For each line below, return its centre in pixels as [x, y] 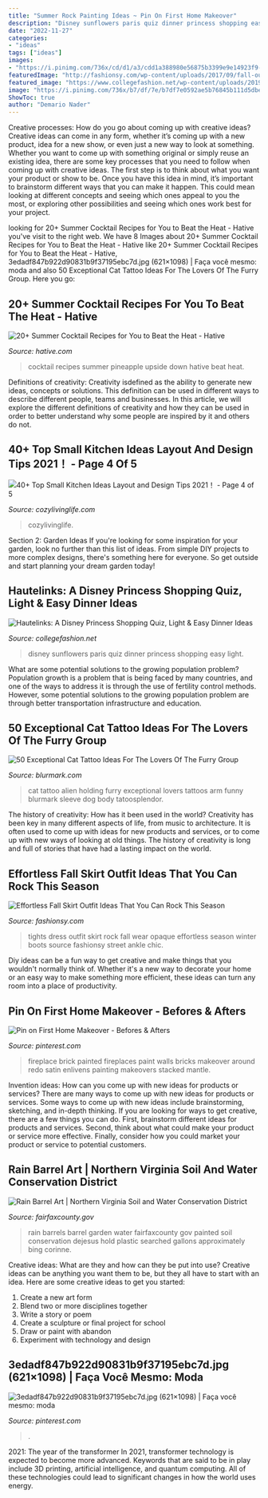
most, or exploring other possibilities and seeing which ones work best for [130, 204]
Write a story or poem [55, 1314]
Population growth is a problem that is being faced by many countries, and [130, 677]
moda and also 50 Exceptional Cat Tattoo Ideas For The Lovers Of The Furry [134, 270]
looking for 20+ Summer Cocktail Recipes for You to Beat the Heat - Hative [131, 228]
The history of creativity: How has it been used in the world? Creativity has [131, 815]
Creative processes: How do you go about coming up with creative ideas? [130, 128]
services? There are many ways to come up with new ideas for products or [131, 1094]
